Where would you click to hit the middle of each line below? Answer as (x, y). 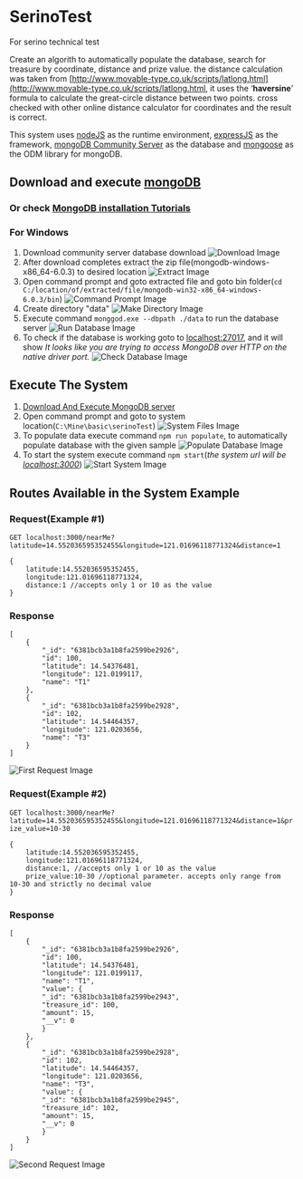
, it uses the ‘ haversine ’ (249, 88)
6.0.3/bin (41, 300)
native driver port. (56, 356)
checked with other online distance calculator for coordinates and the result (151, 107)
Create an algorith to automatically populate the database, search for (138, 59)
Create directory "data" (66, 308)
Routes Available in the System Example (125, 493)
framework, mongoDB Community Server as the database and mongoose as (151, 144)
